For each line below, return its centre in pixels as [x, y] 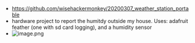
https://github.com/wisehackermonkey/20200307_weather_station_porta [100, 9]
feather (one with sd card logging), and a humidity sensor [82, 27]
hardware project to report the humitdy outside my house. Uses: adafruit [100, 21]
